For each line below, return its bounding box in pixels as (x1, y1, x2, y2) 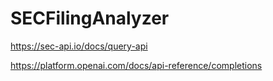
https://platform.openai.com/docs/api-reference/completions (10, 59, 263, 71)
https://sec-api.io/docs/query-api (10, 40, 148, 52)
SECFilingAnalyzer (10, 7, 170, 30)
